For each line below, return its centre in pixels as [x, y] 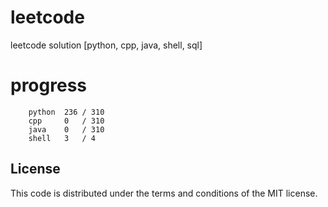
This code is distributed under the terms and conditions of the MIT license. [164, 193]
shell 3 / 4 [62, 138]
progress [48, 85]
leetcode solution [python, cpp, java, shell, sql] [106, 45]
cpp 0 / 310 [66, 121]
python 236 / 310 [66, 112]
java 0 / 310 [66, 129]
